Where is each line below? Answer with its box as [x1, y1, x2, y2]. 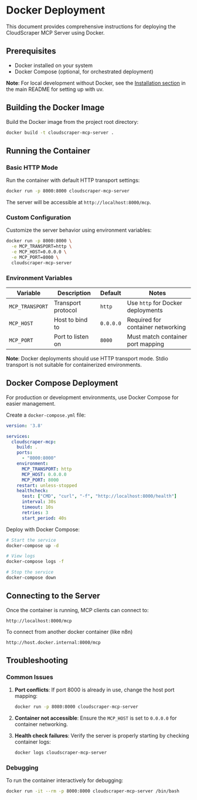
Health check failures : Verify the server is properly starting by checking [14, 732, 189, 740]
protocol [53, 306, 77, 314]
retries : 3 [21, 509, 49, 515]
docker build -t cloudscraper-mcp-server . [6, 130, 114, 136]
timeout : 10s [21, 504, 54, 511]
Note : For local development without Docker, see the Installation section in [6, 79, 186, 86]
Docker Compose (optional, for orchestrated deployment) [14, 68, 154, 75]
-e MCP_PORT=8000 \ [11, 254, 59, 260]
